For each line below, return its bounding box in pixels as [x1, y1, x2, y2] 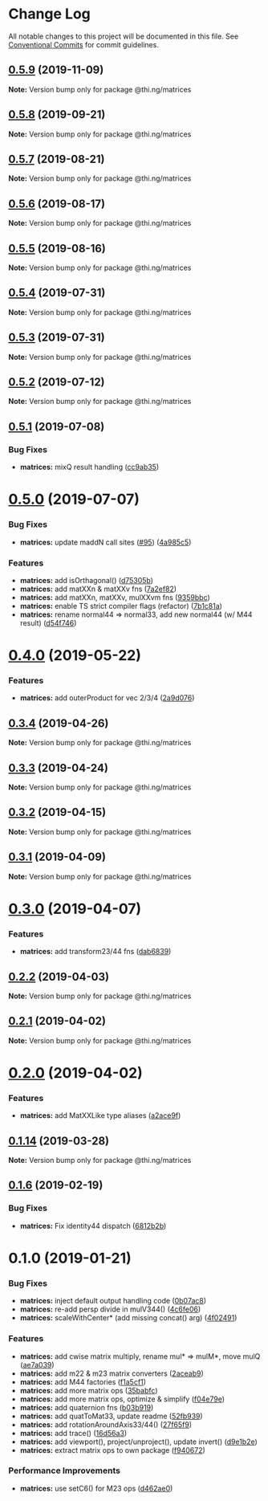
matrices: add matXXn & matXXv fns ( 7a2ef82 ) [19, 584, 177, 593]
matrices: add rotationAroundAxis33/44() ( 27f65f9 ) [19, 1419, 193, 1430]
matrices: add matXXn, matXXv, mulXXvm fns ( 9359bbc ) [19, 592, 210, 602]
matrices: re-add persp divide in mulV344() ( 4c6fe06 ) [19, 1304, 201, 1314]
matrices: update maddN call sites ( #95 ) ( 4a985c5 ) [19, 537, 192, 547]
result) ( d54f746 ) [19, 618, 77, 627]
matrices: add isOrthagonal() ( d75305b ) [19, 575, 154, 585]
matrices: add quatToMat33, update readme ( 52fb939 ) [19, 1411, 203, 1421]
